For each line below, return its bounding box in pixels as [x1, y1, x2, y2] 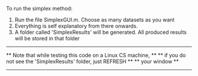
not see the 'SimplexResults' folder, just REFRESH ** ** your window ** [6, 58, 179, 65]
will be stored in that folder [14, 35, 80, 42]
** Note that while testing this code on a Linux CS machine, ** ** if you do [6, 52, 186, 58]
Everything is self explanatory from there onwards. [14, 23, 138, 29]
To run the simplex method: [6, 5, 72, 12]
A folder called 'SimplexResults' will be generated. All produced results [14, 29, 187, 36]
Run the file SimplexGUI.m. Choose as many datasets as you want [14, 16, 175, 23]
